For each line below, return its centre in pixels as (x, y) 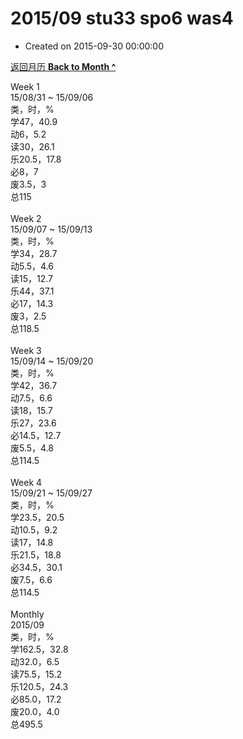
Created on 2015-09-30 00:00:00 (94, 46)
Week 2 (26, 218)
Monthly (27, 614)
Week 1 (25, 86)
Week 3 (26, 350)
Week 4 (26, 482)
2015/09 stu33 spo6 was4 (122, 18)
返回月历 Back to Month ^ (63, 66)
